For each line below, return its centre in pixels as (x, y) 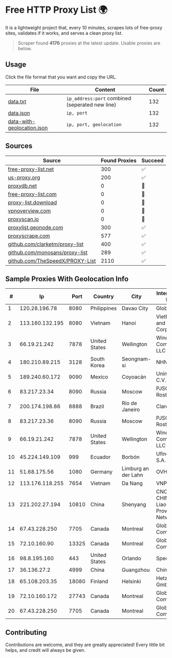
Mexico (99, 377)
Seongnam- (137, 359)
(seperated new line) (91, 105)
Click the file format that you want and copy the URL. (61, 77)
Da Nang (133, 484)
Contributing (26, 632)
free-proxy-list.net (31, 169)
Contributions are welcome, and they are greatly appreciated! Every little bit (85, 645)
